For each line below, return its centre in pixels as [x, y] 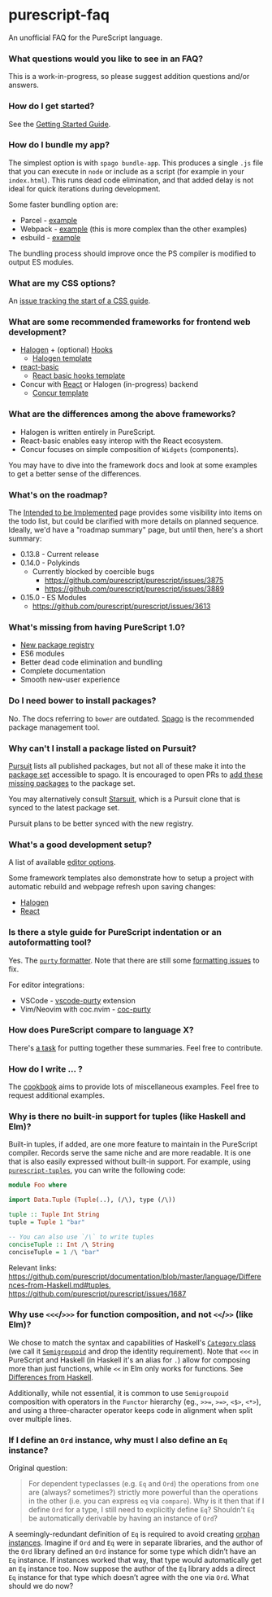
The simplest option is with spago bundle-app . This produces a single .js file [136, 162]
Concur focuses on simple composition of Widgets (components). [130, 449]
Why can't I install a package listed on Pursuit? [102, 748]
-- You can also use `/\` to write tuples [81, 1237]
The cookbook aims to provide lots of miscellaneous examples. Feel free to [134, 1087]
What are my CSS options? [62, 283]
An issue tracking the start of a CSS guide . [80, 301]
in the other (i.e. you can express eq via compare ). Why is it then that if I [146, 1501]
